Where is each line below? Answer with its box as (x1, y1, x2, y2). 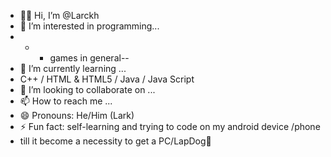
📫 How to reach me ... (19, 95, 113, 107)
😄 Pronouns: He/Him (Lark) (19, 110, 135, 121)
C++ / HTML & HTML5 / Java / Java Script (19, 73, 195, 85)
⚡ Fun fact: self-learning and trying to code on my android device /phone (19, 121, 321, 132)
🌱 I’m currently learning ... (19, 63, 127, 74)
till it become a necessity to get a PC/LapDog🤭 (19, 135, 212, 147)
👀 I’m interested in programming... (19, 20, 160, 32)
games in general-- (49, 52, 130, 64)
